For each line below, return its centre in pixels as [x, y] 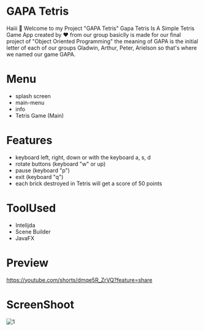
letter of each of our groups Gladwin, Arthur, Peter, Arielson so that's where [102, 48]
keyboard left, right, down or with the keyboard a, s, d [83, 157]
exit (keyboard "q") [39, 177]
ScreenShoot [40, 304]
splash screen [33, 96]
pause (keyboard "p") [43, 170]
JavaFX [25, 238]
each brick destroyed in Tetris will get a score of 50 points [89, 183]
